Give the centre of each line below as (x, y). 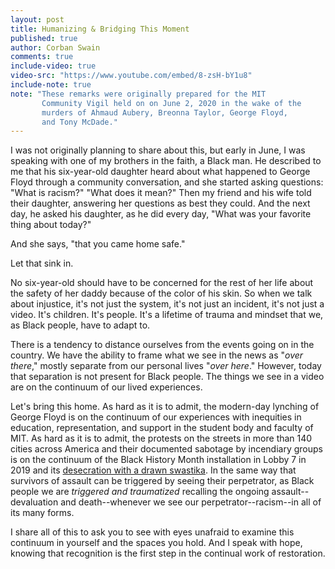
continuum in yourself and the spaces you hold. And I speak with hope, (156, 543)
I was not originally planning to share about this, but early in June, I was (158, 150)
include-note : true (51, 85)
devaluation (34, 502)
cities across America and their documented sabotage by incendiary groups (166, 449)
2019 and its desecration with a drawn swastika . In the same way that (153, 470)
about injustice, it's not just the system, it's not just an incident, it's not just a (167, 304)
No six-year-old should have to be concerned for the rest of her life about (162, 283)
